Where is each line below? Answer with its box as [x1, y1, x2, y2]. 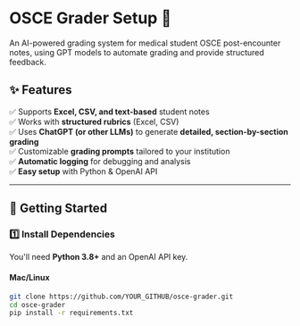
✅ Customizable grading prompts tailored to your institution [9, 146, 230, 156]
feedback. [9, 56, 46, 67]
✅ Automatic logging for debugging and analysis [9, 155, 191, 166]
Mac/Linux [9, 272, 51, 283]
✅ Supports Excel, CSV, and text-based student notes [9, 106, 210, 117]
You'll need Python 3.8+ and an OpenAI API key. [9, 252, 188, 263]
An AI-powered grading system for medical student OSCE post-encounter [9, 38, 281, 48]
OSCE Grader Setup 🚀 [9, 8, 172, 29]
